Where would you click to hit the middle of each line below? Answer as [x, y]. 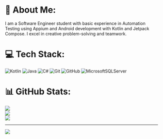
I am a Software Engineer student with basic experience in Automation [75, 23]
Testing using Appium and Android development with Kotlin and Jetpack [77, 28]
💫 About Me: [31, 10]
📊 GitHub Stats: [38, 92]
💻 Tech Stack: [35, 54]
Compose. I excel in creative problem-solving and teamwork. [66, 34]
